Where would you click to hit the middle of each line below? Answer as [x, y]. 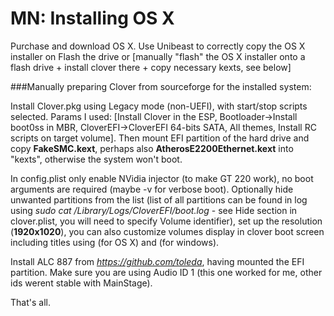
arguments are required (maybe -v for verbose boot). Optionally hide [152, 189]
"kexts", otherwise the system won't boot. [96, 159]
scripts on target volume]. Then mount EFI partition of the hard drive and [160, 138]
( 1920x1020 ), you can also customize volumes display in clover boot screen [167, 231]
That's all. [30, 302]
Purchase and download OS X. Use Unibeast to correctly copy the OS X [158, 46]
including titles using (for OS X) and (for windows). [115, 242]
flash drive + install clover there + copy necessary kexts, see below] [151, 67]
